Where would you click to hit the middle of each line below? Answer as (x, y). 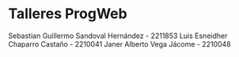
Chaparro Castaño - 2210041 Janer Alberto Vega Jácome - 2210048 (119, 44)
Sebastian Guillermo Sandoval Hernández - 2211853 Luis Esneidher (118, 36)
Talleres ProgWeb (68, 14)
